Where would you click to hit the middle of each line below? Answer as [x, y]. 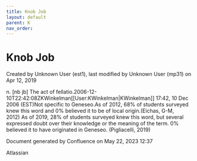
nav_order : [20, 28]
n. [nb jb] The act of [31, 92]
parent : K [18, 23]
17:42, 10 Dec [172, 98]
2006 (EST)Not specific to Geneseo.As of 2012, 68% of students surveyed [97, 105]
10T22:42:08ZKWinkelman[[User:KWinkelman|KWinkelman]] [80, 98]
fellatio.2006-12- [77, 92]
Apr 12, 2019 [21, 80]
